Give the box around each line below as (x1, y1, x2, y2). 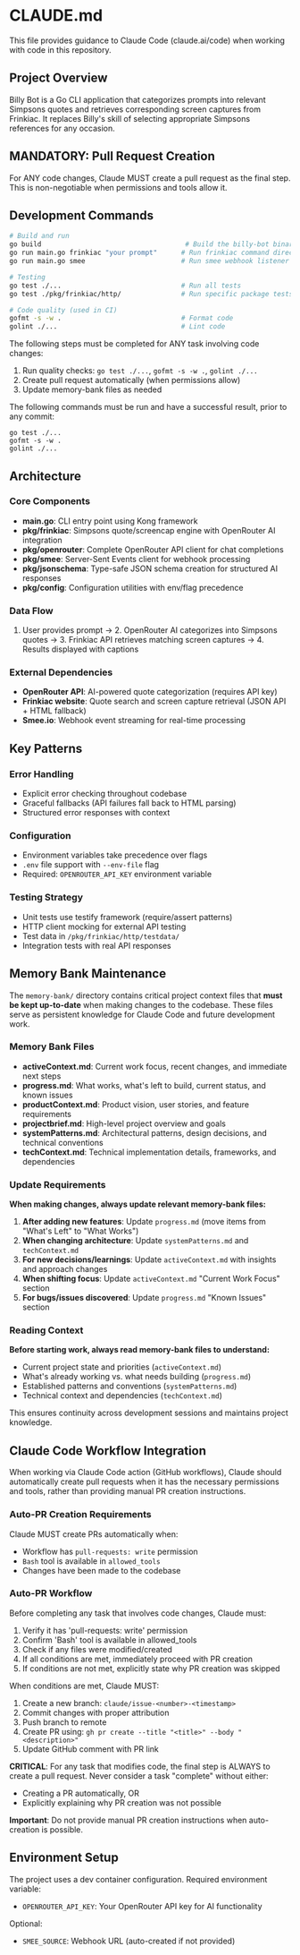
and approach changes (21, 1264, 108, 1275)
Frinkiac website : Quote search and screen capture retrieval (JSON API (21, 696, 287, 707)
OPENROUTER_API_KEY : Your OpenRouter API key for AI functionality (21, 1900, 262, 1911)
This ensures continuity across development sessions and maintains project (9, 1407, 288, 1419)
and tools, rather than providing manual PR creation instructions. (9, 1486, 246, 1497)
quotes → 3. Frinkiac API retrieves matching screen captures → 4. (21, 635, 265, 645)
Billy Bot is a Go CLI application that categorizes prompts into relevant (9, 94, 266, 105)
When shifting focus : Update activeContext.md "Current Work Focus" (21, 1273, 281, 1285)
